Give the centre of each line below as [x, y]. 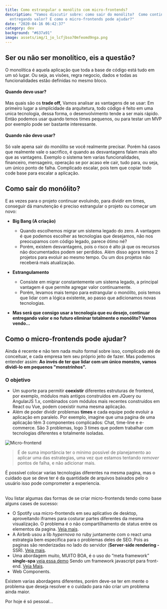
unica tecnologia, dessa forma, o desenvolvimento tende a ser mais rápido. [82, 113]
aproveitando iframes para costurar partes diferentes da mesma [78, 519]
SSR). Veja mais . [29, 550]
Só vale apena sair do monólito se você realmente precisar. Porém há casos [83, 147]
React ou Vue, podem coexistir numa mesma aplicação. [69, 406]
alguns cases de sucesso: [32, 504]
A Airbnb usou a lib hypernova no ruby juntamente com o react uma [82, 535]
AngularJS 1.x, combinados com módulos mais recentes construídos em [86, 402]
